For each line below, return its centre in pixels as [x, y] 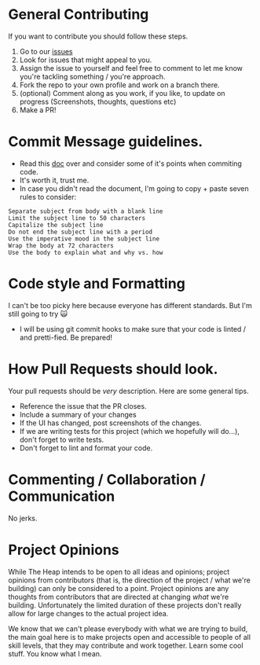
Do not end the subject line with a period [81, 232]
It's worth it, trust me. [54, 180]
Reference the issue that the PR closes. [83, 406]
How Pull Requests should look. [113, 369]
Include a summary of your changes [78, 414]
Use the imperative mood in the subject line [84, 239]
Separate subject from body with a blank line [86, 211]
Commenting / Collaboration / [107, 479]
